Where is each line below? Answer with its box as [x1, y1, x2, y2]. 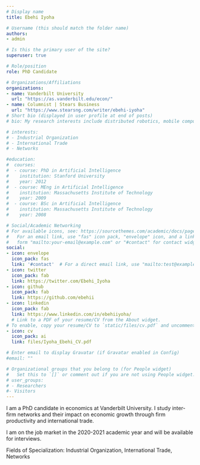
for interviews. [6, 435, 42, 442]
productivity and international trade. [6, 417, 94, 424]
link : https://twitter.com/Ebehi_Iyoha [11, 278, 111, 284]
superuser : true [6, 52, 46, 58]
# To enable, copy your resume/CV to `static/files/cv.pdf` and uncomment [6, 323, 196, 328]
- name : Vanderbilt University [6, 91, 84, 97]
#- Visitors [6, 388, 36, 394]
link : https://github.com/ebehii [11, 294, 95, 301]
